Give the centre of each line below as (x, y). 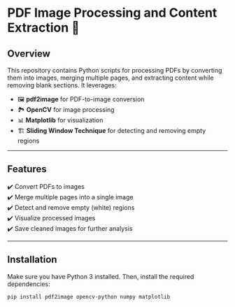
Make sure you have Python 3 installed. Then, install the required (101, 276)
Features (27, 169)
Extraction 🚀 (44, 28)
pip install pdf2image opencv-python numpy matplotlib (89, 297)
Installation (32, 260)
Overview (29, 53)
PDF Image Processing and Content (112, 13)
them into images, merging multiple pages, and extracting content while (111, 78)
